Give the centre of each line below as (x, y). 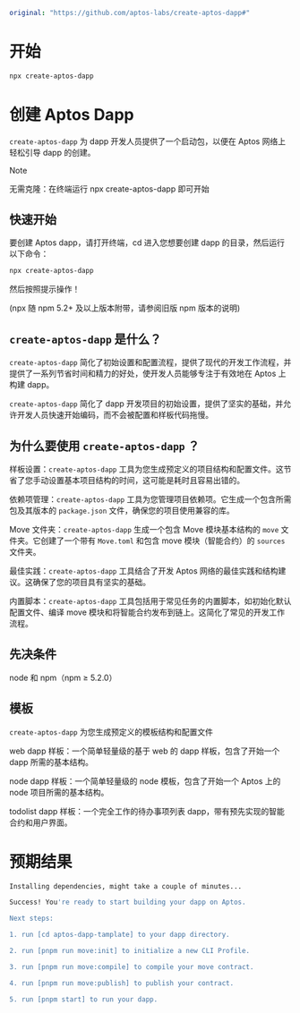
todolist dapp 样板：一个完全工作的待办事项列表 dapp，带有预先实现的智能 (147, 811)
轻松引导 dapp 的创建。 (52, 152)
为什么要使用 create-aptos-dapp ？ (104, 446)
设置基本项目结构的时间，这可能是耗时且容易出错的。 (146, 480)
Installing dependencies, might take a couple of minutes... (126, 886)
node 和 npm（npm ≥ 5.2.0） (63, 677)
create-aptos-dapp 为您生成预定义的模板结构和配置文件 (111, 732)
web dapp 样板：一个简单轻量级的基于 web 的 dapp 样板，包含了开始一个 (145, 751)
